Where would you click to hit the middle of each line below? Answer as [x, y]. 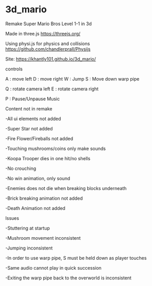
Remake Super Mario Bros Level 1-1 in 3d [49, 24]
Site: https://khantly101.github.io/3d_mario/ [51, 59]
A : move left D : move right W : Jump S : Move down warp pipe [72, 79]
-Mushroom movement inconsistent [43, 238]
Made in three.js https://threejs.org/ [43, 33]
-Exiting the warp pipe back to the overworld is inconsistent [69, 278]
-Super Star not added [29, 128]
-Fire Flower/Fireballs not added [39, 138]
